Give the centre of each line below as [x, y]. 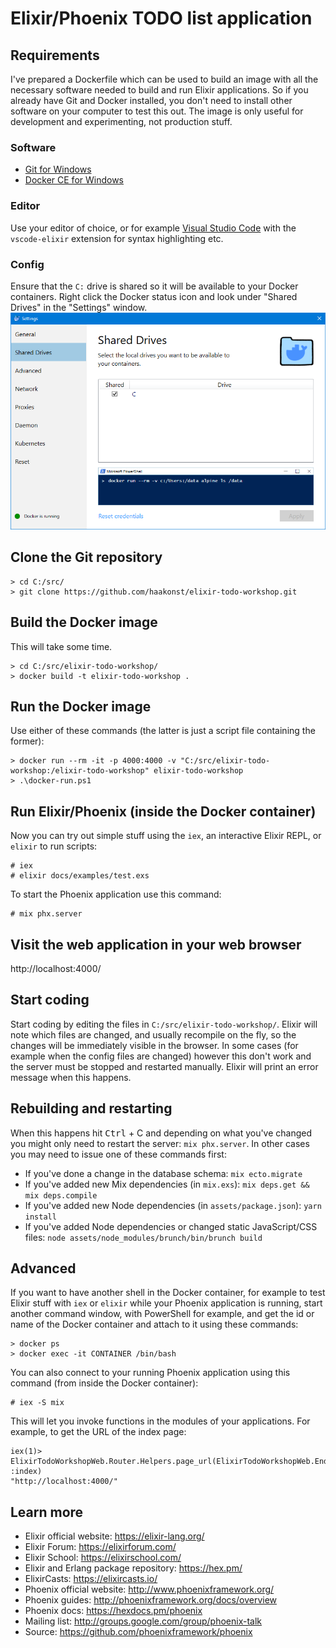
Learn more [47, 1512]
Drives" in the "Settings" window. [79, 307]
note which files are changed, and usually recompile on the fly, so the [153, 1034]
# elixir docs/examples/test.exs [80, 876]
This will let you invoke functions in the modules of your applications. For [160, 1421]
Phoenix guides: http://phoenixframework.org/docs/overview [151, 1600]
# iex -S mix [37, 1403]
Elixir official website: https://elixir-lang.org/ [114, 1536]
